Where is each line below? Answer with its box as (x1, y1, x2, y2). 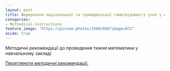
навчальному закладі (5, 50, 52, 56)
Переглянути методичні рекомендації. (5, 60, 89, 66)
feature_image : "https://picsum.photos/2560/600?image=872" (5, 26, 135, 31)
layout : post (5, 7, 33, 13)
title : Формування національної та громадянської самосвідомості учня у (5, 12, 162, 17)
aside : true (5, 31, 30, 36)
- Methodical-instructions (5, 21, 62, 27)
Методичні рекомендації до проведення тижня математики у (5, 45, 138, 51)
